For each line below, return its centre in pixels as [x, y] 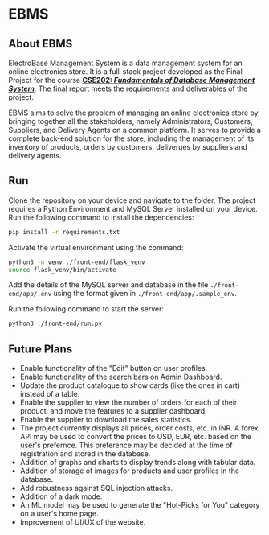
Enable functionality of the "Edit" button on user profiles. [114, 368]
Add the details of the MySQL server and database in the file [108, 285]
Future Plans [41, 349]
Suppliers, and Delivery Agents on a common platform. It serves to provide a [134, 130]
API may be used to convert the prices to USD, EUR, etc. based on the [135, 437]
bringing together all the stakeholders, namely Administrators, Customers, [130, 121]
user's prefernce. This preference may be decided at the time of [126, 445]
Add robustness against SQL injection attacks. [96, 488]
